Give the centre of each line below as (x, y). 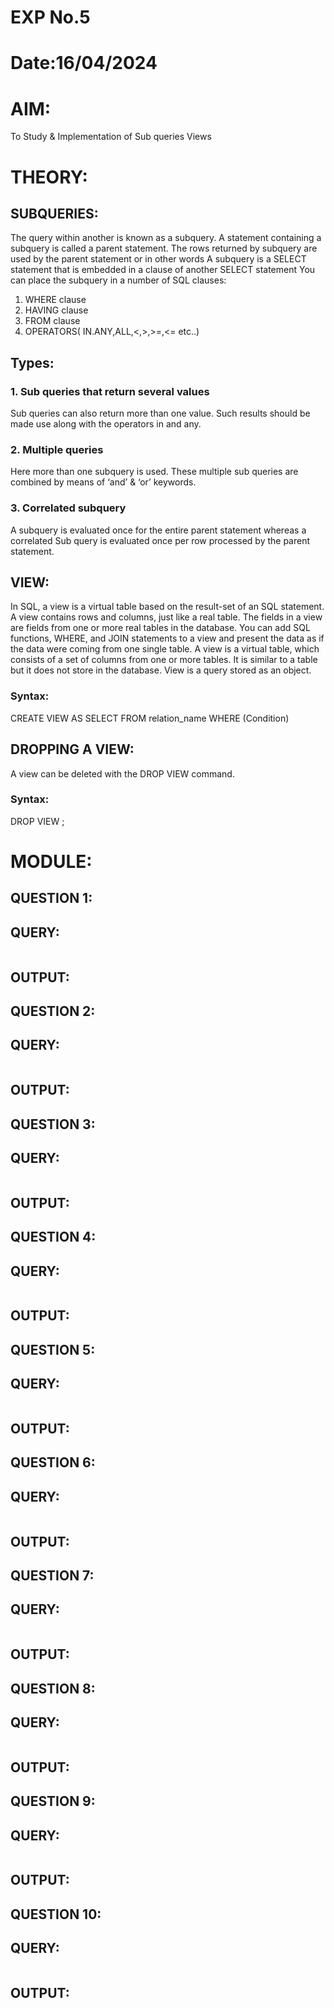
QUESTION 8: (53, 1688)
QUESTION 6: (53, 1462)
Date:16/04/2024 (84, 63)
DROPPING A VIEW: (72, 749)
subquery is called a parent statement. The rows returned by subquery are (164, 248)
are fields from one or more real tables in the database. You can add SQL (160, 628)
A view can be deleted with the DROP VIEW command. (122, 773)
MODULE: (51, 862)
